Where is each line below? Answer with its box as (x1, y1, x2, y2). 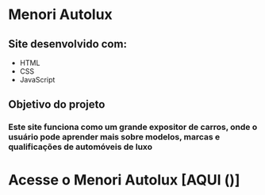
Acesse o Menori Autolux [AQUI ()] (8, 170, 240, 189)
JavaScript (19, 75, 56, 84)
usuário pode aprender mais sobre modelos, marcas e (8, 132, 221, 143)
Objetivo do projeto (8, 97, 106, 112)
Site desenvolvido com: (8, 37, 127, 51)
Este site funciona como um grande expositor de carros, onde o (8, 121, 258, 132)
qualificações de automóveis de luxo (8, 141, 153, 152)
